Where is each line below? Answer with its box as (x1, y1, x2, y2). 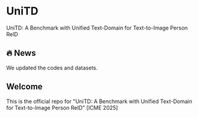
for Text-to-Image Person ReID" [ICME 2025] (6, 104, 118, 111)
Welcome (6, 81, 43, 92)
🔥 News (6, 48, 36, 58)
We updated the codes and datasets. (6, 64, 98, 71)
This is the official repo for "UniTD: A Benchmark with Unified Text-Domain (6, 98, 193, 105)
